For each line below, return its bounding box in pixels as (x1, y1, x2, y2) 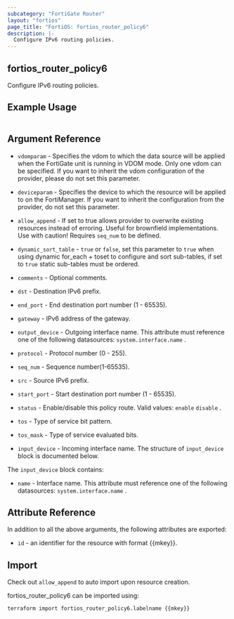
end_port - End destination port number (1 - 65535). (17, 300, 167, 309)
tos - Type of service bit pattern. (17, 417, 112, 425)
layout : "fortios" (7, 17, 61, 24)
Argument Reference (7, 133, 101, 145)
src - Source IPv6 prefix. (17, 376, 89, 384)
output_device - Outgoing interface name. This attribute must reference (17, 327, 225, 336)
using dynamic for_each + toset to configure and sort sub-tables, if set (17, 252, 223, 261)
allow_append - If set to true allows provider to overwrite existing (17, 216, 204, 225)
